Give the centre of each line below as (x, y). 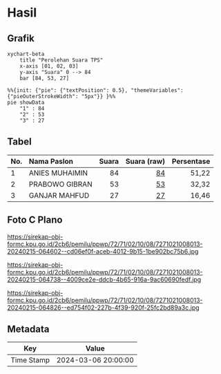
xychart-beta (26, 54)
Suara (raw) (145, 161)
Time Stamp (30, 360)
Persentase (191, 161)
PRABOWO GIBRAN (60, 184)
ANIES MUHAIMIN (58, 173)
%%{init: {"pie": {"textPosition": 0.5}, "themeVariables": (96, 91)
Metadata (28, 329)
